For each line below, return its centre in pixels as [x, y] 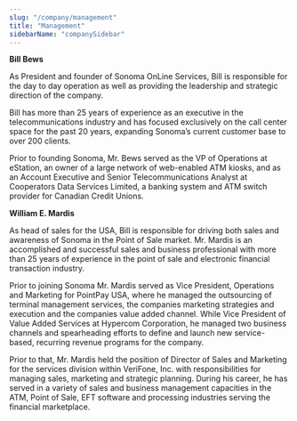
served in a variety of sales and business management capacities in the [140, 388]
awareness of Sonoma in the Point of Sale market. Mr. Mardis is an [131, 240]
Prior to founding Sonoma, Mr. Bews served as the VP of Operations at [139, 158]
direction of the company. [56, 95]
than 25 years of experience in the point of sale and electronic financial [140, 259]
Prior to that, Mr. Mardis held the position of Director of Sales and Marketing [148, 360]
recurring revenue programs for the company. [120, 343]
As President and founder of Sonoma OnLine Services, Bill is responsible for [148, 77]
